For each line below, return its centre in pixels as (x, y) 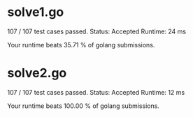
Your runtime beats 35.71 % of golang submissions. (81, 45)
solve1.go (36, 12)
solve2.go (37, 73)
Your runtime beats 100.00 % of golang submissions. (83, 106)
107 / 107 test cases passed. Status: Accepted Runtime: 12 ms (96, 92)
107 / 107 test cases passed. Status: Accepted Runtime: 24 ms (97, 31)
